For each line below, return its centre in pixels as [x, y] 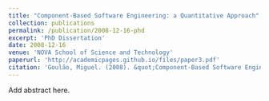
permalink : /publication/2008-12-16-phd [77, 30]
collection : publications [51, 23]
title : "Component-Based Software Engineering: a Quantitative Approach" [134, 16]
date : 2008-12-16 [37, 45]
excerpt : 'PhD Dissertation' [57, 38]
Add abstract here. [39, 90]
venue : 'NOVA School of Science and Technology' [91, 52]
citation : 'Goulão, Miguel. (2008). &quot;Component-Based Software [125, 68]
